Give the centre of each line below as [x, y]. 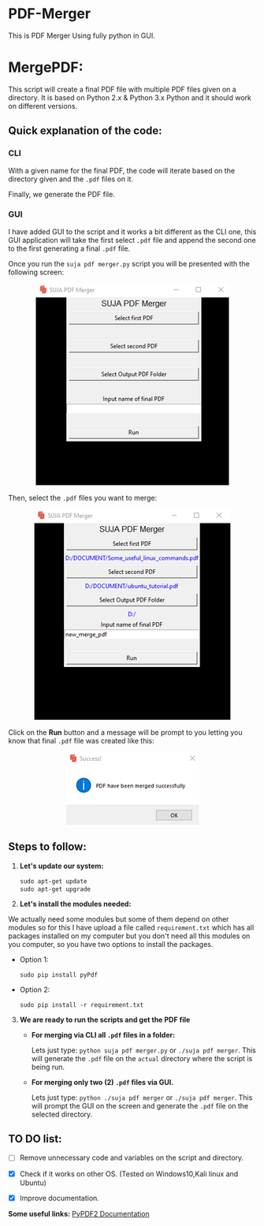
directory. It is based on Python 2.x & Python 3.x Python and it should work [130, 97]
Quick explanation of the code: [86, 131]
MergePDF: [46, 67]
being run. [48, 1067]
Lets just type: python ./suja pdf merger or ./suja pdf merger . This [142, 1097]
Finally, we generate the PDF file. [62, 194]
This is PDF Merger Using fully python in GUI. [82, 35]
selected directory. [62, 1114]
